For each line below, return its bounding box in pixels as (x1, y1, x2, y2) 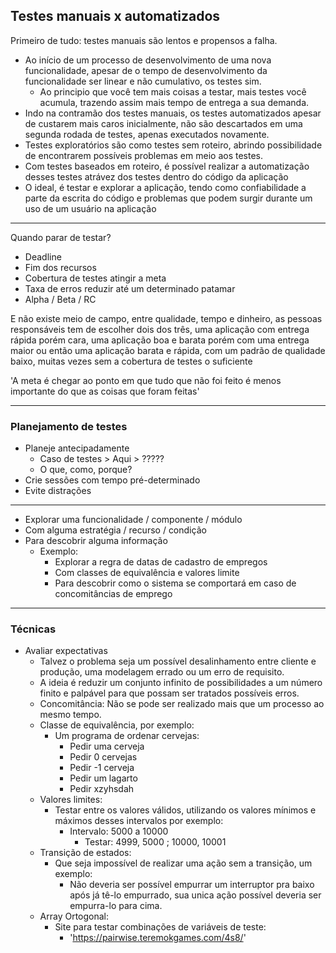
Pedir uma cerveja (69, 740, 145, 753)
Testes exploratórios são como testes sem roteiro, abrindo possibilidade (24, 139, 323, 151)
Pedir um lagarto (69, 772, 138, 784)
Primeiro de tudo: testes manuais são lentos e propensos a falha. (10, 34, 278, 46)
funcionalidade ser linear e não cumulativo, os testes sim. (24, 75, 262, 87)
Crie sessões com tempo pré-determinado (24, 474, 201, 486)
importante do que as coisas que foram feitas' (10, 385, 200, 397)
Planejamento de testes (10, 419, 128, 433)
